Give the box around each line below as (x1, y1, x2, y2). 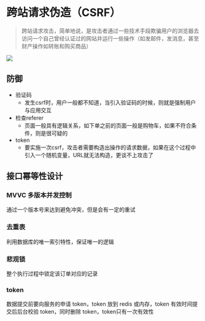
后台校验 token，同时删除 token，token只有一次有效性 (17, 308, 154, 315)
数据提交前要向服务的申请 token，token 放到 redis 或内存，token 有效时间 (6, 300, 193, 307)
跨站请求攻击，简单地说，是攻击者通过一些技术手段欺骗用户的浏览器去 (21, 27, 199, 34)
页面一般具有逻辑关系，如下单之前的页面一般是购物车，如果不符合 (24, 122, 191, 129)
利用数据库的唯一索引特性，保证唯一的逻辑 (6, 238, 114, 246)
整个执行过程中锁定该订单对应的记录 (6, 270, 98, 277)
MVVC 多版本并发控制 (6, 191, 72, 199)
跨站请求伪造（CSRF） (6, 6, 121, 20)
